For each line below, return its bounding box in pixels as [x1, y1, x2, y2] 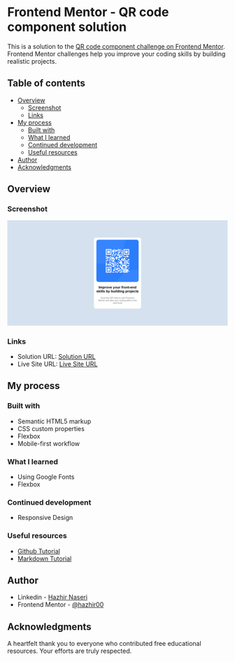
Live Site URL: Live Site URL [17, 360, 98, 368]
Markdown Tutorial [17, 554, 72, 563]
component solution [7, 19, 127, 35]
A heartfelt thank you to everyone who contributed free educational [7, 640, 201, 648]
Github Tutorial [17, 547, 61, 555]
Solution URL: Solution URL [17, 352, 96, 360]
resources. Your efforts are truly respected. [7, 647, 132, 655]
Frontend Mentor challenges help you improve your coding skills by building [7, 50, 226, 58]
